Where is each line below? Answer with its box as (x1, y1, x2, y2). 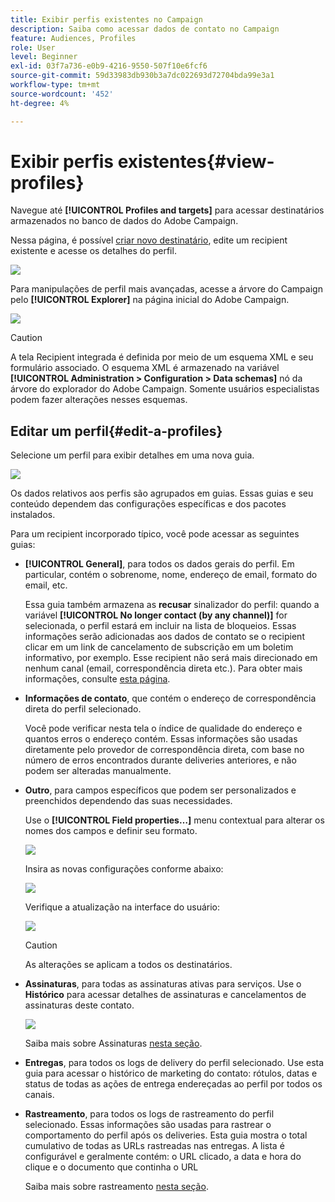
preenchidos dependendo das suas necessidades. (24, 795, 233, 807)
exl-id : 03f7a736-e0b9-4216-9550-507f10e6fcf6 (10, 61, 208, 71)
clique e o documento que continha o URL (24, 1161, 199, 1173)
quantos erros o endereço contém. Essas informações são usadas (24, 733, 298, 745)
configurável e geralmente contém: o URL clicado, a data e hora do (24, 1151, 302, 1163)
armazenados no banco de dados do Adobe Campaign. (10, 215, 239, 227)
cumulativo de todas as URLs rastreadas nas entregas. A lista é (24, 1140, 285, 1152)
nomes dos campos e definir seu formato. (24, 825, 198, 837)
